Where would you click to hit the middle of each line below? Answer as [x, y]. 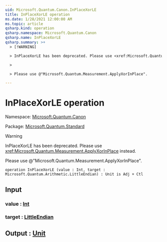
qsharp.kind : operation [30, 28]
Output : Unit [25, 233]
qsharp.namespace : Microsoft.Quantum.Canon [51, 33]
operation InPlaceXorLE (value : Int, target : [55, 170]
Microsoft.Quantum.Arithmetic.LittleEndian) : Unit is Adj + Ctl [74, 174]
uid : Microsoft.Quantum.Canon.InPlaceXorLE [51, 10]
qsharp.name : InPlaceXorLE [33, 38]
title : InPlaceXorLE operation [38, 14]
